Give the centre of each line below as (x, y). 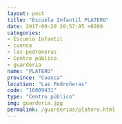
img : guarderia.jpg (35, 103)
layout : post (26, 13)
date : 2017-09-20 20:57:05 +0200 (55, 26)
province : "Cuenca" (35, 77)
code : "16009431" (32, 90)
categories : (24, 33)
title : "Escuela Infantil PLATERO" (58, 20)
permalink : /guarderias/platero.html (61, 110)
